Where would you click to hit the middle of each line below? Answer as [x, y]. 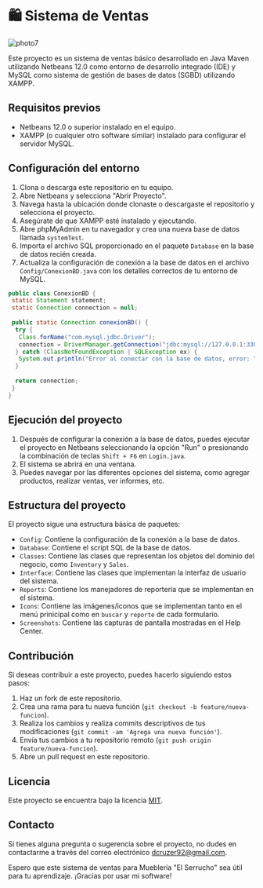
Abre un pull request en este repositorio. [85, 757]
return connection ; [47, 381]
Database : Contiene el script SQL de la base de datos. [105, 548]
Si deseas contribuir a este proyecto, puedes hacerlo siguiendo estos [120, 675]
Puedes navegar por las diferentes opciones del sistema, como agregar [135, 472]
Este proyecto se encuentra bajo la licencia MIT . [85, 800]
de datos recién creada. [58, 254]
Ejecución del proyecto [65, 420]
